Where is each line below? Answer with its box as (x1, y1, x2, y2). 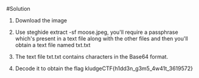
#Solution (6, 5, 30, 12)
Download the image (15, 17, 68, 24)
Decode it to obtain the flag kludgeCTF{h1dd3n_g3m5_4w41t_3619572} (15, 65, 194, 72)
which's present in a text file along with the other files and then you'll (15, 35, 189, 42)
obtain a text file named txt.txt (15, 42, 91, 48)
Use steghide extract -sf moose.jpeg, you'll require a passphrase (15, 28, 178, 36)
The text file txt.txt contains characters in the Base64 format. (15, 53, 169, 60)
